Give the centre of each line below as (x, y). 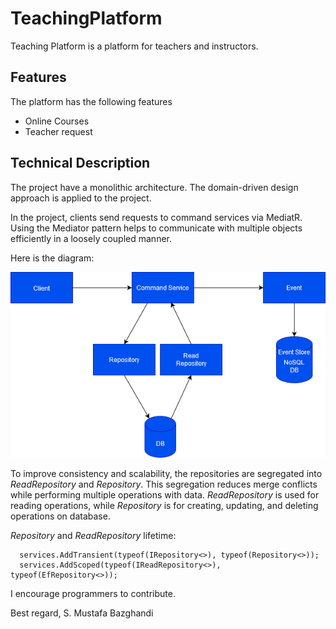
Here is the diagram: (52, 258)
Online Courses (57, 121)
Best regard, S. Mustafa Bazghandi (82, 613)
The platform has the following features (91, 101)
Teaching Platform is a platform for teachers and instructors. (134, 46)
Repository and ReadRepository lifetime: (93, 536)
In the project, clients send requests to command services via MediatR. (156, 217)
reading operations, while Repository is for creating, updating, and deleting (164, 506)
